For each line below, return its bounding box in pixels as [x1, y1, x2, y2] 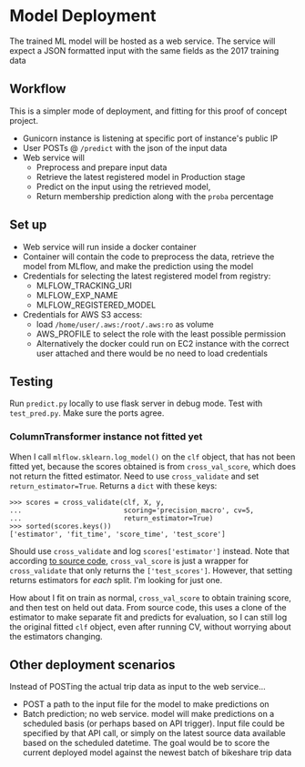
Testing [9, 374, 54, 389]
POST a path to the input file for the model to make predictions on [22, 699, 270, 710]
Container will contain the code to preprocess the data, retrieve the [22, 251, 275, 262]
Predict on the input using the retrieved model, [36, 181, 211, 192]
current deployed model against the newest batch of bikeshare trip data [22, 747, 292, 758]
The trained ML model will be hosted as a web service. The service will [9, 35, 276, 46]
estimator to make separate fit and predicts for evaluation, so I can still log [9, 611, 288, 622]
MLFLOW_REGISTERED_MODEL [36, 299, 157, 310]
